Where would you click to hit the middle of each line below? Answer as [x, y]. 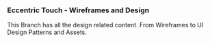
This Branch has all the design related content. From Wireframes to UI [105, 25]
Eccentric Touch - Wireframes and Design [78, 10]
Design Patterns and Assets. [47, 32]
